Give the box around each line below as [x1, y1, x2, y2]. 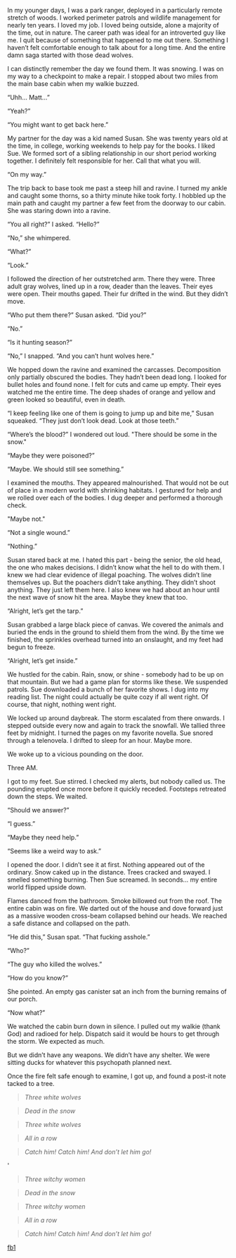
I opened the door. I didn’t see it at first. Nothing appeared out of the [7, 861, 205, 869]
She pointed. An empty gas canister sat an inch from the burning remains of [7, 987, 227, 996]
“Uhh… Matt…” [7, 93, 51, 101]
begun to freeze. [7, 643, 55, 651]
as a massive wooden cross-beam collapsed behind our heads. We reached [7, 912, 227, 920]
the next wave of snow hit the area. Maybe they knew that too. [7, 593, 188, 601]
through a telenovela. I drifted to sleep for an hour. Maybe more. [7, 736, 192, 744]
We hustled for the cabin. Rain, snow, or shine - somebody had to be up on [7, 670, 224, 679]
